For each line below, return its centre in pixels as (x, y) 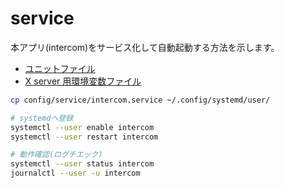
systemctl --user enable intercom (82, 127)
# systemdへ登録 (42, 118)
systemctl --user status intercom (82, 164)
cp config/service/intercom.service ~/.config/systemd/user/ (140, 100)
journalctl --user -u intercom (75, 173)
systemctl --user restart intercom (84, 137)
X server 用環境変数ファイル (83, 81)
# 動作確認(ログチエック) (56, 155)
